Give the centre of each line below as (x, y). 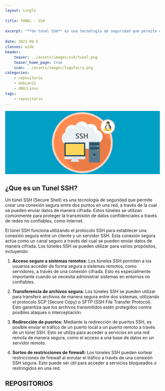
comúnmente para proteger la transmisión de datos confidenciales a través (81, 216)
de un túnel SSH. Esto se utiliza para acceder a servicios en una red (81, 332)
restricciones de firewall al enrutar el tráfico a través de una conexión (82, 358)
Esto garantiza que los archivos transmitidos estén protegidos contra (82, 307)
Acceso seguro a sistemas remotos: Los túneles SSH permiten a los (82, 261)
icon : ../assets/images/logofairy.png (54, 68)
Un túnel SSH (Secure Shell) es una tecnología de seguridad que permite (79, 200)
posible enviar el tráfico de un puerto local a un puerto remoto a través (84, 327)
